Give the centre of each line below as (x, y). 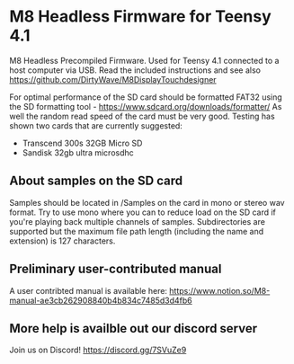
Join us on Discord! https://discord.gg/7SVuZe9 (98, 350)
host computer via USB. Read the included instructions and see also (135, 70)
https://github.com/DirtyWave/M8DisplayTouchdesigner (113, 79)
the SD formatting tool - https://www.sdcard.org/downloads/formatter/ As (146, 106)
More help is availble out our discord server (134, 328)
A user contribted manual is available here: (89, 290)
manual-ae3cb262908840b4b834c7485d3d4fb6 (101, 300)
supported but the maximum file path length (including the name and (137, 231)
